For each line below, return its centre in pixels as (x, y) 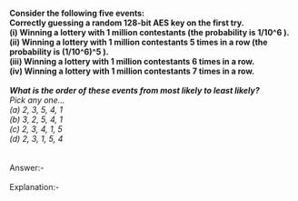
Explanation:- (35, 187)
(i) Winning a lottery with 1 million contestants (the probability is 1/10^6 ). (149, 32)
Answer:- (27, 168)
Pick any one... (37, 100)
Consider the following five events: (77, 13)
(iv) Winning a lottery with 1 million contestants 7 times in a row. (132, 71)
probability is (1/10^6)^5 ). (59, 52)
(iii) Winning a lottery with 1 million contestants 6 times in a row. (132, 61)
